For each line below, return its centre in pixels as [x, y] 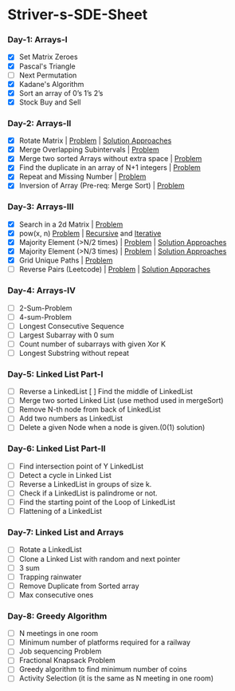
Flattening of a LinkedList [61, 511]
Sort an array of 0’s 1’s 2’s [61, 93]
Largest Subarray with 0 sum [67, 335]
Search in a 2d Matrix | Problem [71, 224]
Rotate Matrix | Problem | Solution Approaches [95, 140]
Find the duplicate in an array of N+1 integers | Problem [110, 168]
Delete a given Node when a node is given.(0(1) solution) [112, 428]
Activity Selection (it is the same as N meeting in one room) [116, 678]
